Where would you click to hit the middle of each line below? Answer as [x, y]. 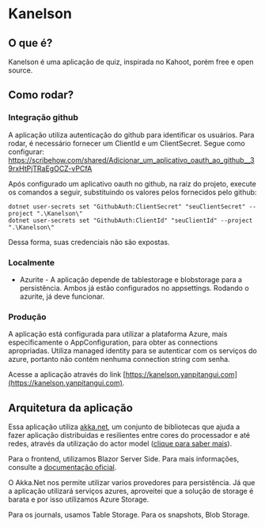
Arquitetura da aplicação [70, 408]
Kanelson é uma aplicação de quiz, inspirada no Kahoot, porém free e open [131, 62]
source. [21, 70]
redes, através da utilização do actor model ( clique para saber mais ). [120, 444]
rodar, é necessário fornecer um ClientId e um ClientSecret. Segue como [127, 143]
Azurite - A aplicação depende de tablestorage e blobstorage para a [131, 279]
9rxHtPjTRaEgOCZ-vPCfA [50, 168]
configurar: [26, 152]
